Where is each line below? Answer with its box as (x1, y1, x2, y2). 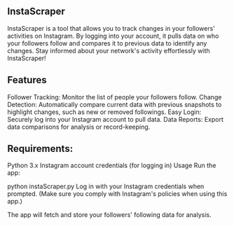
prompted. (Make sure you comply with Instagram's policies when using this (7, 190, 228, 198)
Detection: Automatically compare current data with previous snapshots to (7, 100, 222, 108)
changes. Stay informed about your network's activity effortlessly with (7, 46, 210, 55)
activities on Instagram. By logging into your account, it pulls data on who (7, 31, 219, 40)
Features (7, 74, 47, 86)
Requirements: (7, 143, 74, 155)
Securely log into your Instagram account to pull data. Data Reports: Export (7, 115, 224, 123)
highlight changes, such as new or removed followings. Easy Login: (7, 108, 202, 116)
